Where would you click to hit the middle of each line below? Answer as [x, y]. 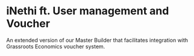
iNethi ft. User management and [88, 11]
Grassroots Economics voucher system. [56, 46]
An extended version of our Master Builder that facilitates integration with [97, 40]
